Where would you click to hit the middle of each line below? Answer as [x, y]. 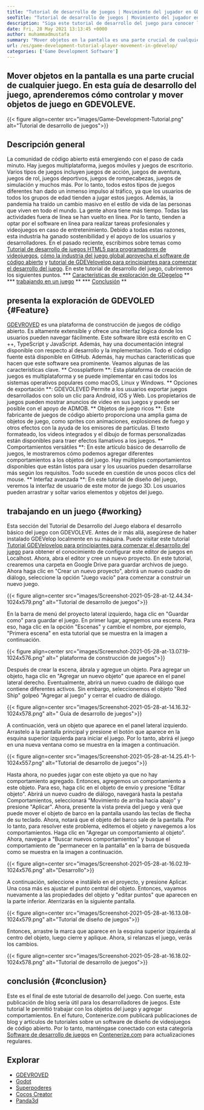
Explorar [23, 1060]
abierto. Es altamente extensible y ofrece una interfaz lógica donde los [95, 331]
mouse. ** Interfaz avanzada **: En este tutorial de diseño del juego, [92, 479]
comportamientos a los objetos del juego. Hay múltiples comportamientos [99, 460]
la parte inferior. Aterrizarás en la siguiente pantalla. [71, 901]
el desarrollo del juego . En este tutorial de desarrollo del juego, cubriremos [100, 269]
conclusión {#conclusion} [57, 981]
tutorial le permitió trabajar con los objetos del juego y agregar [85, 1009]
